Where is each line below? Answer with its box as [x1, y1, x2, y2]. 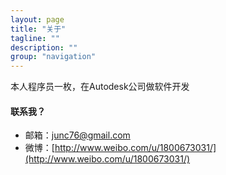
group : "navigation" [10, 52, 97, 62]
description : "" [10, 42, 78, 53]
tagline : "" [10, 33, 60, 43]
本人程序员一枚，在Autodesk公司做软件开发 [10, 81, 190, 93]
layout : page [10, 14, 65, 25]
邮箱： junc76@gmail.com [24, 129, 131, 141]
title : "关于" [10, 24, 67, 34]
